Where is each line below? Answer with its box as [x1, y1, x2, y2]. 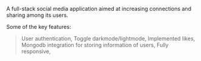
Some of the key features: [6, 24, 71, 30]
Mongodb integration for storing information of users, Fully [21, 42, 169, 48]
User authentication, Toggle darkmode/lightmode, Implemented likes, [21, 35, 196, 42]
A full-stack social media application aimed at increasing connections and [6, 5, 192, 12]
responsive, [21, 48, 51, 55]
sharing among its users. [6, 11, 69, 19]
